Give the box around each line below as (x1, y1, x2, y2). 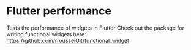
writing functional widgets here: (6, 30, 87, 37)
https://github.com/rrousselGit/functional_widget (6, 37, 130, 44)
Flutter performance (6, 4, 112, 18)
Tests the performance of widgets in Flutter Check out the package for (6, 24, 185, 31)
